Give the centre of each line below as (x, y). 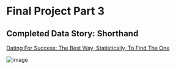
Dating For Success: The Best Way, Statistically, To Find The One (88, 48)
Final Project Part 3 (56, 11)
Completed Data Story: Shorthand (72, 34)
